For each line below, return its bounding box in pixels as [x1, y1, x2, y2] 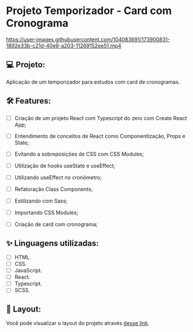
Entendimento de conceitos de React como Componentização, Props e [14, 132, 185, 139]
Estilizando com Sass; [14, 197, 68, 204]
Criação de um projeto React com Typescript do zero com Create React [14, 114, 187, 121]
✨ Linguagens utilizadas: [6, 238, 99, 248]
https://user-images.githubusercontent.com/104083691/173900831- [6, 36, 171, 43]
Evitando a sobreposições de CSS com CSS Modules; [14, 150, 144, 158]
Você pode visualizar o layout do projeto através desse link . [6, 320, 150, 327]
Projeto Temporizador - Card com [6, 4, 172, 18]
